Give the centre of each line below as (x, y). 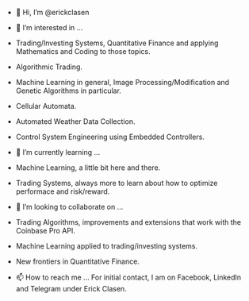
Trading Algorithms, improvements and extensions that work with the (128, 222)
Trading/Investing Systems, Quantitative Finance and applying (117, 43)
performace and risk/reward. (63, 191)
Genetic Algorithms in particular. (68, 91)
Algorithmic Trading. (49, 67)
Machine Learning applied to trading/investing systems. (107, 246)
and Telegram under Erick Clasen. (71, 289)
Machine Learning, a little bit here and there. (88, 168)
